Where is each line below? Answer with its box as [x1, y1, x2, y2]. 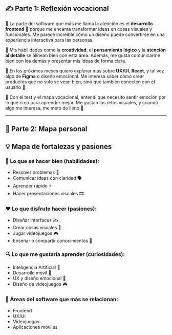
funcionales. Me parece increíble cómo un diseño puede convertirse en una [5, 31, 165, 38]
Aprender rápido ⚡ [12, 182, 52, 189]
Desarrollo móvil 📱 [12, 270, 52, 276]
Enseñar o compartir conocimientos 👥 [12, 238, 93, 244]
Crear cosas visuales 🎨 [12, 225, 61, 231]
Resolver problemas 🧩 [12, 169, 59, 175]
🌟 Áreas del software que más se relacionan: [5, 296, 119, 303]
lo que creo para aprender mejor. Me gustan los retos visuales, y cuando [5, 99, 159, 105]
